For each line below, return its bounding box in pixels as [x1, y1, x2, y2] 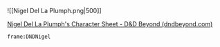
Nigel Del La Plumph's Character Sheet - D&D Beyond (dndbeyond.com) [7, 20, 213, 28]
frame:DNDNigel [7, 33, 51, 40]
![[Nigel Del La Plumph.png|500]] [7, 7, 102, 15]
